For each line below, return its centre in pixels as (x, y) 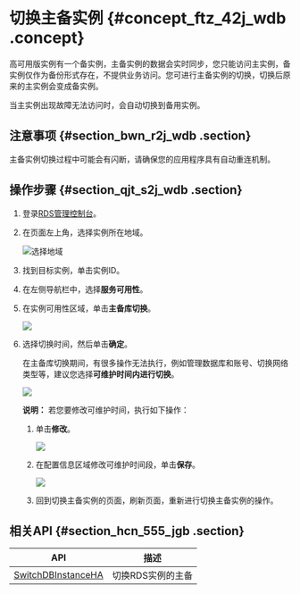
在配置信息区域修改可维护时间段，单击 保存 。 (118, 464)
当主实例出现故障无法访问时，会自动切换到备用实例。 (107, 105)
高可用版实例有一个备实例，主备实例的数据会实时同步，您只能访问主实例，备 (150, 63)
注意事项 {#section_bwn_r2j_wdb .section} (130, 136)
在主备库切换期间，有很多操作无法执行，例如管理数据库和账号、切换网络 (155, 363)
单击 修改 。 (55, 429)
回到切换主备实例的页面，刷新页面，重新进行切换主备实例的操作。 (157, 500)
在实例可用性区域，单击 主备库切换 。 (89, 308)
